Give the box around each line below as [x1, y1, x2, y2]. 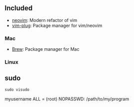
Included [4, 4, 33, 12]
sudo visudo [4, 87, 29, 92]
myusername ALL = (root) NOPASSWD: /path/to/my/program [4, 96, 130, 102]
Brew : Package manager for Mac [11, 46, 80, 52]
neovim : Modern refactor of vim [11, 17, 78, 23]
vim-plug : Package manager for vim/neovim [11, 22, 103, 28]
